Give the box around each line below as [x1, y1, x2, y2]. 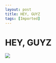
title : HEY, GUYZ [5, 12, 40, 16]
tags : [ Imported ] [5, 16, 40, 21]
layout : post [5, 7, 32, 12]
